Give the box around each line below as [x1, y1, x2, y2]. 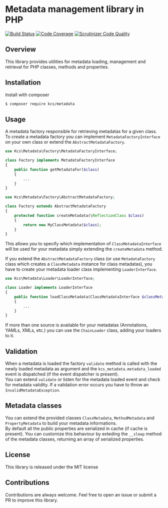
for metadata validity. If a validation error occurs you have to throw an [5, 382, 149, 388]
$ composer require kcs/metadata [5, 101, 75, 106]
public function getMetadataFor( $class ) [14, 167, 99, 172]
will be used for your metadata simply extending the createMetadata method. [5, 246, 163, 252]
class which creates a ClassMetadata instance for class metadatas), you [5, 261, 152, 267]
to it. [5, 333, 14, 339]
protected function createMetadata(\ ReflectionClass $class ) [14, 213, 144, 218]
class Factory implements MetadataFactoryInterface [5, 158, 115, 163]
